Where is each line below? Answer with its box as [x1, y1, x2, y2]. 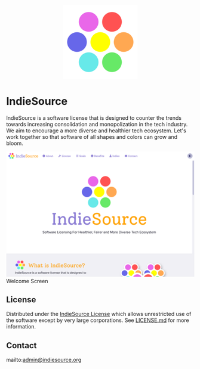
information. [6, 323, 36, 330]
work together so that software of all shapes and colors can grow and [6, 133, 178, 140]
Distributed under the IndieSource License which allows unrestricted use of [6, 311, 192, 318]
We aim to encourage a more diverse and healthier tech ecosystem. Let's [6, 127, 186, 134]
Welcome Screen [6, 277, 49, 284]
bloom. [6, 139, 24, 147]
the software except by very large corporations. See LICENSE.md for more [6, 317, 189, 324]
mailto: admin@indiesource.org [6, 356, 82, 364]
